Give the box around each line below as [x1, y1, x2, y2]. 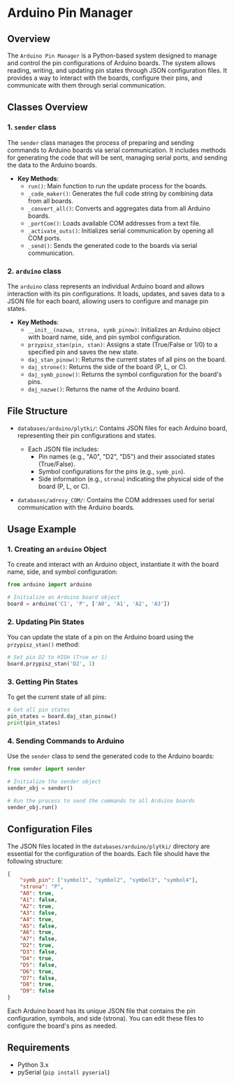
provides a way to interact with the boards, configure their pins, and [7, 74, 203, 82]
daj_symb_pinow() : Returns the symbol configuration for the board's [27, 370, 222, 378]
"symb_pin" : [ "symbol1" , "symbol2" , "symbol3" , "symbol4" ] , [20, 877, 198, 884]
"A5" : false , [20, 923, 58, 930]
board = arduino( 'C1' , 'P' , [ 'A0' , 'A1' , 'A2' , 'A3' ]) [7, 600, 170, 607]
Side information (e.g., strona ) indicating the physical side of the [38, 474, 224, 483]
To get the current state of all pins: [7, 693, 107, 701]
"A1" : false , [20, 897, 58, 904]
